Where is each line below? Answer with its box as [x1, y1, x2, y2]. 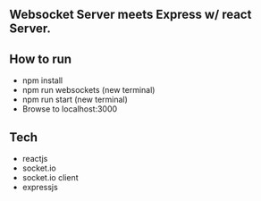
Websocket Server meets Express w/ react [9, 7, 252, 22]
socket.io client [21, 172, 79, 183]
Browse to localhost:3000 [21, 104, 118, 114]
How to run [9, 51, 72, 66]
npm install [21, 75, 63, 86]
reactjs [21, 154, 48, 164]
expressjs [21, 182, 58, 193]
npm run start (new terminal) [21, 94, 128, 105]
